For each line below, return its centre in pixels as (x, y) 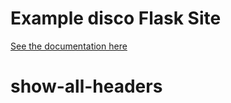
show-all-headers (86, 86)
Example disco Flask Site (116, 18)
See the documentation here (69, 46)
